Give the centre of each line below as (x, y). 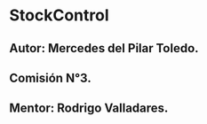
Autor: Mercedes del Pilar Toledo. (104, 48)
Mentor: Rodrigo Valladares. (89, 108)
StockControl (59, 15)
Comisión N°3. (50, 77)
